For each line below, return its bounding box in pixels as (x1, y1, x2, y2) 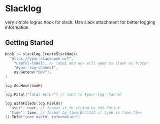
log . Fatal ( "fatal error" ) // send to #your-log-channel (5, 92, 122, 97)
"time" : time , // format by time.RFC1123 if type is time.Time (9, 110, 142, 115)
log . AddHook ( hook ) (5, 83, 43, 88)
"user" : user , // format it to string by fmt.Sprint (9, 105, 120, 110)
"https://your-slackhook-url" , (9, 56, 74, 61)
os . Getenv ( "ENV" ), (14, 70, 52, 75)
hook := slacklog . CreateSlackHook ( (5, 51, 78, 56)
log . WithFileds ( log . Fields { (5, 101, 63, 106)
